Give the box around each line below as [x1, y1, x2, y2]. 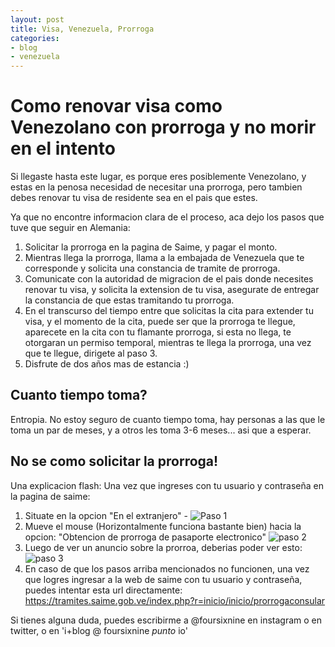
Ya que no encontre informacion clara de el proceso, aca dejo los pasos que [10, 211, 325, 223]
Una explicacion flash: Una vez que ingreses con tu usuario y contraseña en [10, 479, 324, 491]
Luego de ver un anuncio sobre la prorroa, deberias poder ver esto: [24, 541, 303, 553]
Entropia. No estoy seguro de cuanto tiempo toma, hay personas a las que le [10, 413, 326, 425]
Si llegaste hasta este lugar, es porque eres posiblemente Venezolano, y [10, 171, 307, 183]
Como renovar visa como [10, 95, 223, 118]
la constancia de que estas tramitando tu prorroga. [24, 294, 235, 306]
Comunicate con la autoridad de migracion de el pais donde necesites [24, 273, 314, 285]
